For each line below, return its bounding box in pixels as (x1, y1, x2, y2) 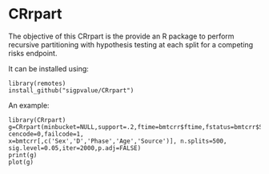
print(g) (8, 151, 38, 159)
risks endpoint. (8, 48, 58, 58)
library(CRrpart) (8, 115, 66, 124)
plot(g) (8, 158, 34, 166)
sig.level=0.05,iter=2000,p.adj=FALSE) (8, 144, 142, 152)
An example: (8, 100, 50, 110)
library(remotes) (8, 79, 66, 87)
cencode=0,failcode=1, (8, 130, 84, 138)
